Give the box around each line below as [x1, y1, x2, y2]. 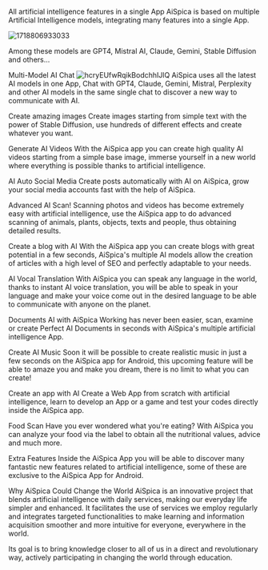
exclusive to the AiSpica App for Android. [8, 471, 144, 480]
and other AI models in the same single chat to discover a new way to [8, 87, 238, 97]
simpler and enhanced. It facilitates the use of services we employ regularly [8, 504, 258, 512]
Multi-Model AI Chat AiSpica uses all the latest [8, 70, 257, 79]
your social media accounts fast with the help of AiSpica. [8, 185, 196, 195]
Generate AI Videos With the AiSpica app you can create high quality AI [8, 144, 244, 153]
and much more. [8, 438, 62, 448]
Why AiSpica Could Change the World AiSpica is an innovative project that [8, 486, 254, 496]
